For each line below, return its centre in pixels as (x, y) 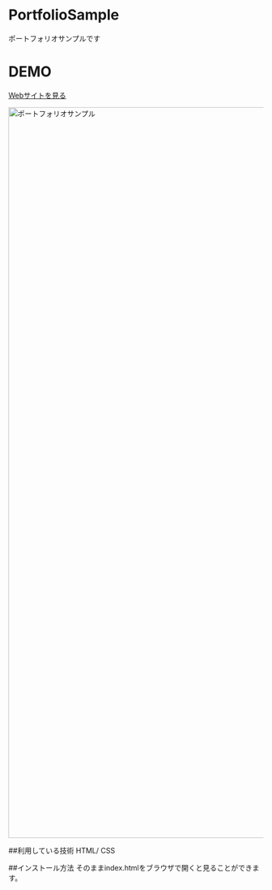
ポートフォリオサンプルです (55, 38)
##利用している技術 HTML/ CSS (62, 850)
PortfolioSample (64, 15)
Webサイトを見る (37, 95)
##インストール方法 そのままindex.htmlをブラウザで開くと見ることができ (130, 867)
